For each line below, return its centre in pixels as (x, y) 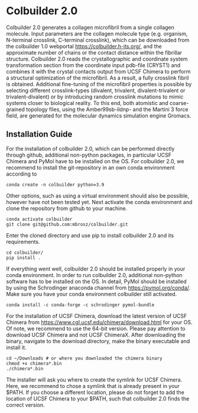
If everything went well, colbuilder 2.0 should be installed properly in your (96, 269)
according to (22, 174)
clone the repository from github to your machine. (67, 208)
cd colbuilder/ (25, 252)
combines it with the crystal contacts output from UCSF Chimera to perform (98, 71)
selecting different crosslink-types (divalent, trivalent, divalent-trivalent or (96, 90)
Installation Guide (39, 134)
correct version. (26, 405)
